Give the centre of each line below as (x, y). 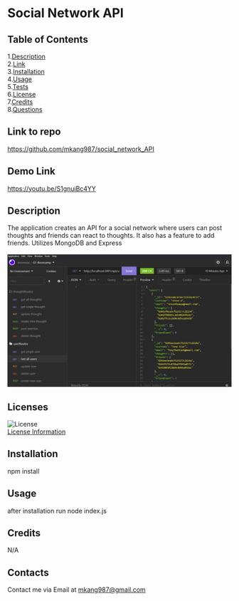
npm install (23, 471)
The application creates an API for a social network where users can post (115, 228)
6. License (22, 94)
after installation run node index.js (57, 511)
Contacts (28, 572)
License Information (37, 432)
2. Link (16, 64)
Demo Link (31, 171)
